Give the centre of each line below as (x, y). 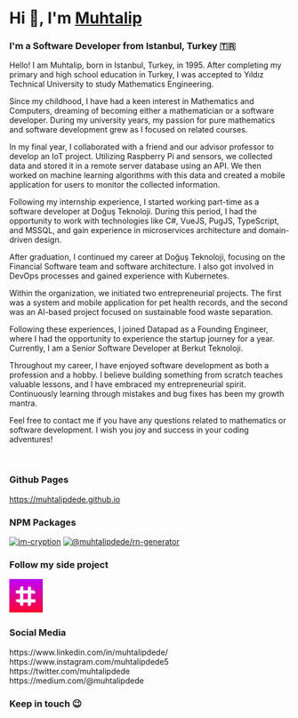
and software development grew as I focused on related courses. (129, 130)
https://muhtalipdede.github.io (65, 499)
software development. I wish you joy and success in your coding (129, 430)
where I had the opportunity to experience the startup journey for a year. (142, 339)
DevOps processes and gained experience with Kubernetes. (119, 276)
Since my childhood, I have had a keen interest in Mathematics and (132, 101)
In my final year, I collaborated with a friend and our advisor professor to (141, 147)
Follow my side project (59, 565)
